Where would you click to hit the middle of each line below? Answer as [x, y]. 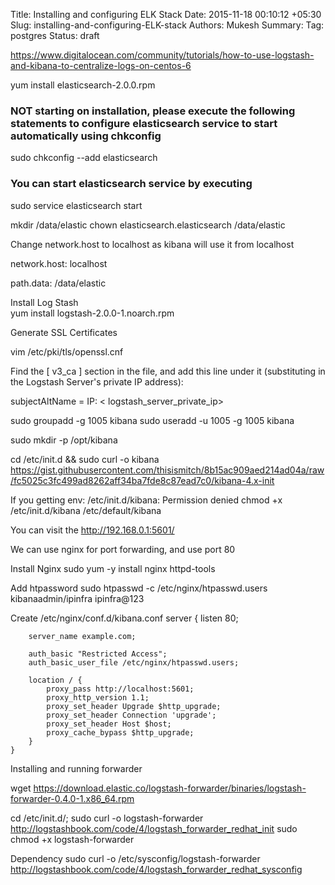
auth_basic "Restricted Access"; [98, 654]
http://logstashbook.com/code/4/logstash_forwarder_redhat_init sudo [154, 828]
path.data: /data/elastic [58, 283]
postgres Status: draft [55, 35]
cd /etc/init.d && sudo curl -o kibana [85, 459]
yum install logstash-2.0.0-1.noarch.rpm [92, 313]
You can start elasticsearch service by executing [131, 184]
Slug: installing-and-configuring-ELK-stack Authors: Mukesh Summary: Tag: [167, 25]
